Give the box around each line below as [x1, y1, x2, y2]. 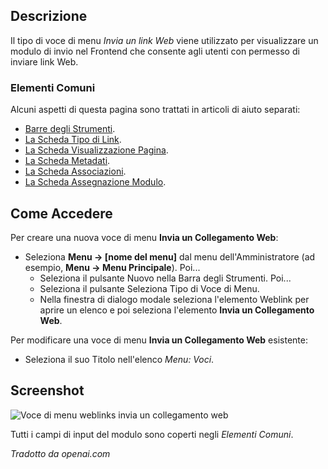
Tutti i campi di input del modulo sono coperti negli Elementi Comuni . [10, 428, 294, 440]
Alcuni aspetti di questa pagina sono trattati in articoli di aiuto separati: [10, 104, 301, 116]
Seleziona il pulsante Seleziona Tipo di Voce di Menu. [39, 282, 260, 294]
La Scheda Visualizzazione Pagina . [24, 144, 169, 156]
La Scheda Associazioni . [24, 165, 127, 178]
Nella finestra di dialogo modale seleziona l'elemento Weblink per [39, 293, 310, 305]
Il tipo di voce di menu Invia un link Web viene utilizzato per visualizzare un [10, 34, 319, 46]
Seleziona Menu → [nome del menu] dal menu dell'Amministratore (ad [24, 250, 316, 263]
